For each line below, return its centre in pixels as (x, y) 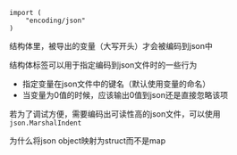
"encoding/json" (56, 20)
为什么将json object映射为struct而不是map (88, 141)
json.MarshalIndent (46, 123)
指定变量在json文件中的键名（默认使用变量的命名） (116, 84)
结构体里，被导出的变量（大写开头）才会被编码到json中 (111, 46)
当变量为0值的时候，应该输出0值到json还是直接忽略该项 (125, 95)
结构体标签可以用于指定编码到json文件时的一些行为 (103, 65)
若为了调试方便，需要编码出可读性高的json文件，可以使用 (115, 114)
